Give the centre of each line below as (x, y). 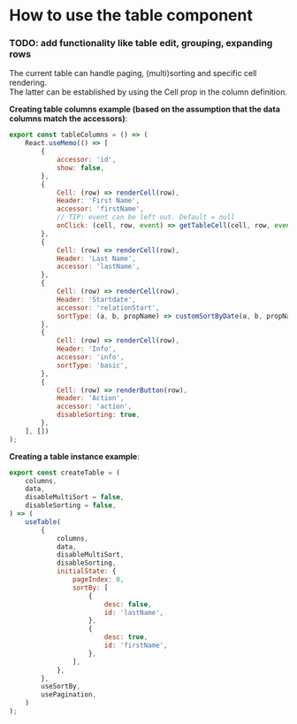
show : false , (80, 168)
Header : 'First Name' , (98, 201)
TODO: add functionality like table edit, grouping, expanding (141, 43)
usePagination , (69, 695)
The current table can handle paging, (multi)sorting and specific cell (133, 73)
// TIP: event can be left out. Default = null (146, 218)
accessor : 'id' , (86, 160)
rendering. (28, 83)
